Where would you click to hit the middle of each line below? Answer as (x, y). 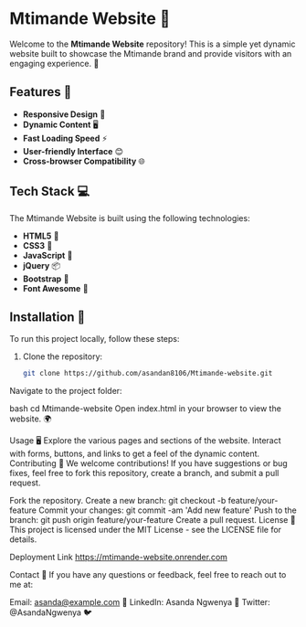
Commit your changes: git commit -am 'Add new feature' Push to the (167, 510)
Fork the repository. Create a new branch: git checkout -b (118, 501)
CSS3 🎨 (37, 245)
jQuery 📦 (42, 265)
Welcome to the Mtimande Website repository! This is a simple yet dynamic (153, 44)
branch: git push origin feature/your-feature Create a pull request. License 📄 (153, 520)
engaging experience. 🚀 (54, 63)
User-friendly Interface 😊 (73, 151)
